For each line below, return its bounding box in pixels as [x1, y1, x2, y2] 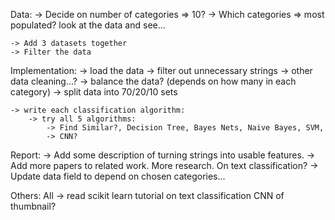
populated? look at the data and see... [10, 19, 166, 31]
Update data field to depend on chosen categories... [10, 170, 226, 182]
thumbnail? [10, 200, 57, 212]
